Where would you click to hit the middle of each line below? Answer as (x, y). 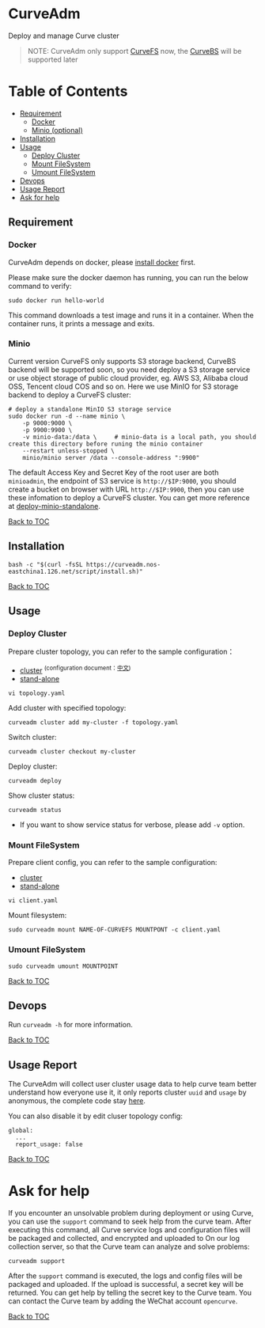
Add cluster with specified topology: (67, 708)
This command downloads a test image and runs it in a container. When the (131, 315)
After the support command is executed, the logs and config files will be (125, 1276)
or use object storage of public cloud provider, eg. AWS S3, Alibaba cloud (128, 378)
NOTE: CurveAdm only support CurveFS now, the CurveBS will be (134, 51)
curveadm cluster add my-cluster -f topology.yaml (93, 723)
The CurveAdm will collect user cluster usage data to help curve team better (132, 1084)
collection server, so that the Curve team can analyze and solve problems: (129, 1246)
